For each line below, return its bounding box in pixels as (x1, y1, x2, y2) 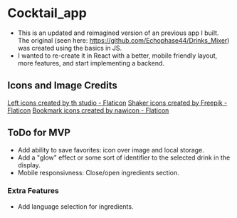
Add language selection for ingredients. (17, 202, 134, 211)
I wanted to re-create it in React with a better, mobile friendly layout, (17, 51, 218, 60)
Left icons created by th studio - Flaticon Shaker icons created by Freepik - (7, 98, 228, 107)
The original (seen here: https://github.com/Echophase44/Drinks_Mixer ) (17, 36, 230, 44)
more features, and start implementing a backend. (17, 58, 165, 67)
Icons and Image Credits (7, 80, 117, 92)
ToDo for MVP (7, 127, 71, 139)
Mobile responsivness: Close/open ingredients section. (17, 168, 179, 177)
